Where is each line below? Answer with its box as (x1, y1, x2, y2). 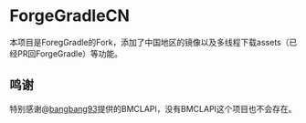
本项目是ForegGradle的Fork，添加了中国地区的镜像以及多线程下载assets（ (9, 36, 290, 47)
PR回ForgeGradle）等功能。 (16, 47, 123, 59)
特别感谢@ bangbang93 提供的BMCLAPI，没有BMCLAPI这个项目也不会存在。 (9, 103, 297, 114)
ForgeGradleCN (9, 5, 131, 26)
